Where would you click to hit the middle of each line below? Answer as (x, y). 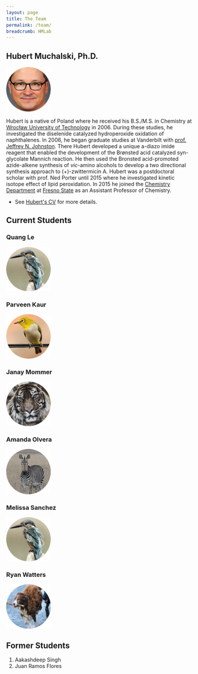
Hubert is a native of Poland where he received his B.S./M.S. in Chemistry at (99, 121)
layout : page (22, 12)
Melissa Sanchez (31, 507)
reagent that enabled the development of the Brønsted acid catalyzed (91, 153)
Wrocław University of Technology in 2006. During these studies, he (90, 127)
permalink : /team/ (29, 25)
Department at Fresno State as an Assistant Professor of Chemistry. (89, 190)
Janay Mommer (29, 372)
